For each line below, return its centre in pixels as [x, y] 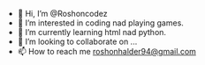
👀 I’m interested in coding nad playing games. [100, 23]
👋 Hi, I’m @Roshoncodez [62, 14]
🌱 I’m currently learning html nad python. [91, 32]
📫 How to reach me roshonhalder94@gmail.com [107, 51]
